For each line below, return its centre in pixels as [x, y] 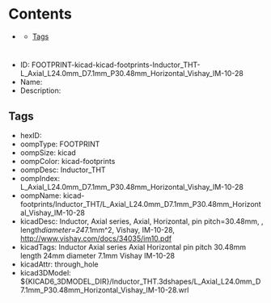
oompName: [41, 196]
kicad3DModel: [45, 272]
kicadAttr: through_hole [59, 264]
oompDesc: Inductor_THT [63, 170]
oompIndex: [40, 178]
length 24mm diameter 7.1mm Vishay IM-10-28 [97, 255]
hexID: [31, 135]
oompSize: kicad [48, 152]
